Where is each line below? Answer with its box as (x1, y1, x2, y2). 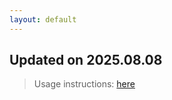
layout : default (9, 14, 77, 25)
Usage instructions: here (33, 78, 136, 90)
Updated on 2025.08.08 (9, 52, 163, 69)
